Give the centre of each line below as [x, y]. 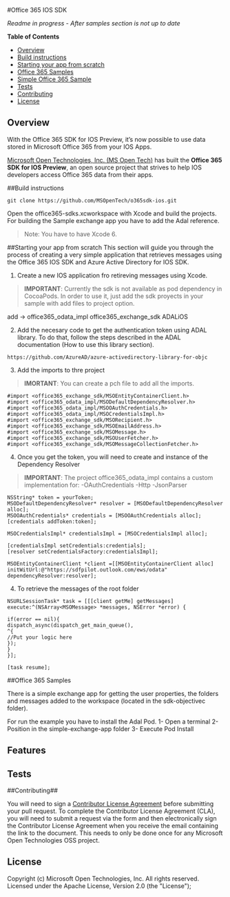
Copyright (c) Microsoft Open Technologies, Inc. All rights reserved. [103, 878]
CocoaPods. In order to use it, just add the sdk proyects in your [114, 296]
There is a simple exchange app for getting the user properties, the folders [113, 693]
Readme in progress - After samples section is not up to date [94, 23]
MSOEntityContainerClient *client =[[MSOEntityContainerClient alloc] [111, 564]
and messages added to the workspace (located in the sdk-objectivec [106, 701]
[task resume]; [29, 667]
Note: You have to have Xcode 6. [70, 234]
